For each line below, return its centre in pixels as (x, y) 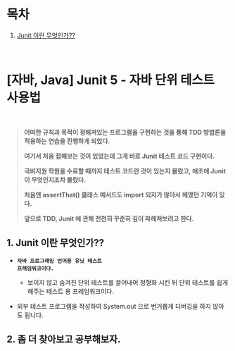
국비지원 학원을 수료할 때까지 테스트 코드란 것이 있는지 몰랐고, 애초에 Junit (125, 171)
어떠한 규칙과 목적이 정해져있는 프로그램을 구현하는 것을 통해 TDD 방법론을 (125, 132)
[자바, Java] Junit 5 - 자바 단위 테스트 (111, 80)
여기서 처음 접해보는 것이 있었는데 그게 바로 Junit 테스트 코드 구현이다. (119, 156)
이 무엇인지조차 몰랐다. (55, 180)
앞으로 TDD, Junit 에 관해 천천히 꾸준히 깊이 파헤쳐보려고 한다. (109, 218)
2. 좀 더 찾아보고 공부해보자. (64, 339)
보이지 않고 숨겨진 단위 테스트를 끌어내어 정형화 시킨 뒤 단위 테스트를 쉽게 (128, 282)
